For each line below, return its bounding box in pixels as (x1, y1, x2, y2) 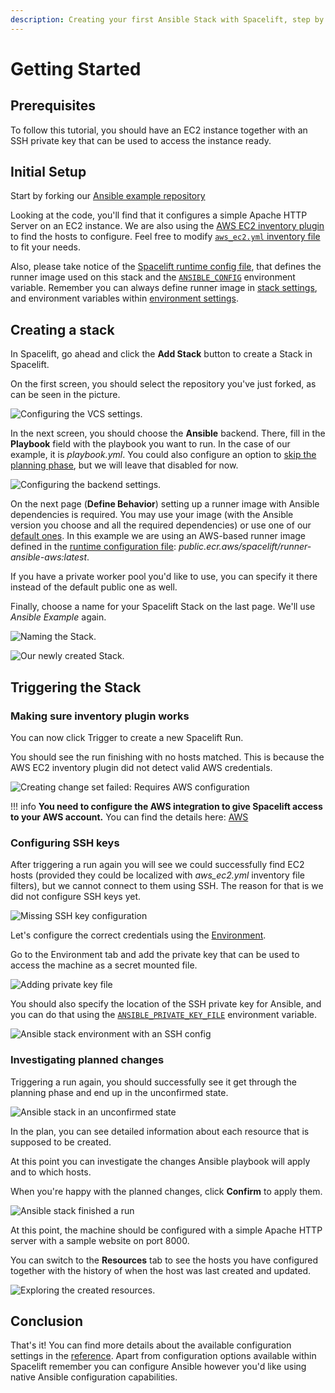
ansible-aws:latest (10, 551, 88, 563)
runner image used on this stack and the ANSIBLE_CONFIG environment (10, 271, 296, 283)
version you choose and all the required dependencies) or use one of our (10, 519, 312, 531)
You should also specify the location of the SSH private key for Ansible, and (10, 998, 322, 1010)
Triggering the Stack (10, 679, 142, 696)
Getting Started (10, 57, 142, 80)
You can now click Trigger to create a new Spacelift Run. (10, 731, 244, 743)
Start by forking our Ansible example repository (10, 190, 206, 202)
